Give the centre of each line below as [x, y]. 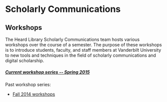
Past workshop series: [28, 84]
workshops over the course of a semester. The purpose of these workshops [83, 45]
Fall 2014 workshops [34, 94]
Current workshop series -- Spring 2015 [47, 72]
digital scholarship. [25, 60]
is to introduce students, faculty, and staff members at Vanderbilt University [83, 50]
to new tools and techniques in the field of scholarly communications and [81, 55]
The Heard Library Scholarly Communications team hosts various [72, 39]
